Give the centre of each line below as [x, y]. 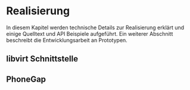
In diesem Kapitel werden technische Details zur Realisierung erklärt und [95, 27]
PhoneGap [26, 79]
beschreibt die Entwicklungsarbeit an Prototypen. [67, 40]
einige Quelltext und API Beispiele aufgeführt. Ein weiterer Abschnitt [90, 33]
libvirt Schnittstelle [42, 59]
